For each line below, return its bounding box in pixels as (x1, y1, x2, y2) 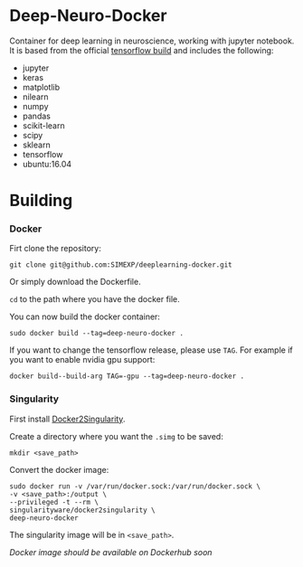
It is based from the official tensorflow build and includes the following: (9, 44, 274, 55)
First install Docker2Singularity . (9, 413, 126, 424)
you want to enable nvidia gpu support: (9, 354, 156, 365)
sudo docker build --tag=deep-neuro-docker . (9, 329, 184, 338)
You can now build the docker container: (9, 311, 161, 322)
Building (9, 191, 73, 211)
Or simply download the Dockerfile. (9, 277, 142, 288)
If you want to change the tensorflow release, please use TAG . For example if (9, 345, 293, 355)
